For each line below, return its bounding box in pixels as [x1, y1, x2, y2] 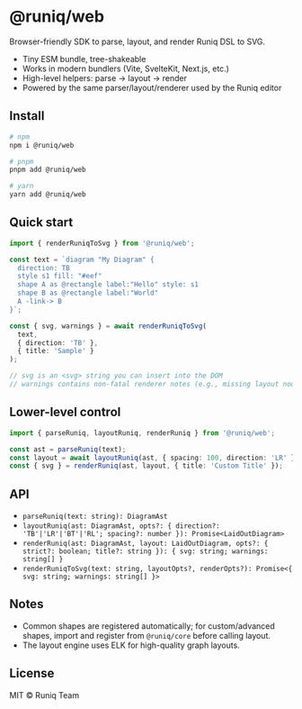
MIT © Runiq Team [9, 689, 79, 700]
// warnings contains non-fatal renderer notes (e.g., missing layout [9, 380, 280, 389]
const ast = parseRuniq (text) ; [9, 444, 127, 454]
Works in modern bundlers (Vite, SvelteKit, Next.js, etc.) [22, 63, 229, 74]
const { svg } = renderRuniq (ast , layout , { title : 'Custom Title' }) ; [9, 461, 283, 470]
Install [9, 108, 45, 123]
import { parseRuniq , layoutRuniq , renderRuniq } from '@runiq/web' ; [9, 428, 276, 438]
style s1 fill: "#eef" [17, 272, 102, 281]
